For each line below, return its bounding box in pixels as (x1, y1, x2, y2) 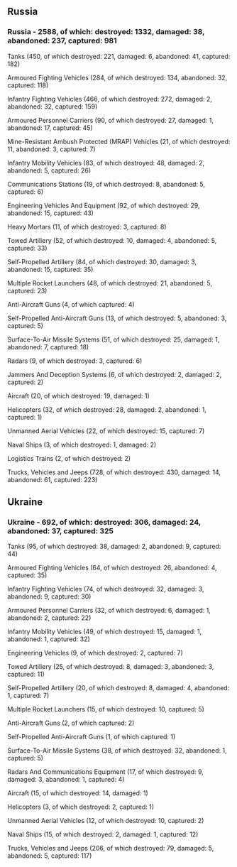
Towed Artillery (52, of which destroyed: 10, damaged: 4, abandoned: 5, (7, 236, 217, 244)
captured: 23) (7, 286, 48, 295)
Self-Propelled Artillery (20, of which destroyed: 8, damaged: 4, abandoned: (7, 684, 230, 692)
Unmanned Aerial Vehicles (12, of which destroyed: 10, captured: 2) (7, 817, 204, 825)
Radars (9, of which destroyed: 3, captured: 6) (7, 356, 143, 365)
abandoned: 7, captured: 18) (7, 342, 89, 351)
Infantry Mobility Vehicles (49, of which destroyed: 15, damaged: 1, (7, 628, 202, 636)
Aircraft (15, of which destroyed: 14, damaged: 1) (7, 789, 149, 797)
